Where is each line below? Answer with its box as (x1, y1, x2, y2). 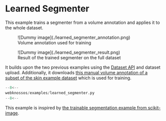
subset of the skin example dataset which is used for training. (5, 75, 132, 81)
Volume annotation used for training (17, 39, 91, 45)
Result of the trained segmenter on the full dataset (17, 54, 121, 60)
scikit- (148, 105, 161, 111)
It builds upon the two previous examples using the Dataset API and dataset (5, 64, 161, 70)
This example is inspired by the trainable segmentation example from (5, 105, 147, 111)
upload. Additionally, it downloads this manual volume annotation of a (5, 69, 148, 75)
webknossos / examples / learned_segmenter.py (5, 90, 95, 95)
